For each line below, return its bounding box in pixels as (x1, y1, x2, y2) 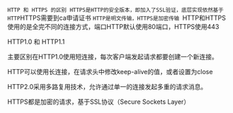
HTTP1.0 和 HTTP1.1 (7, 37, 65, 46)
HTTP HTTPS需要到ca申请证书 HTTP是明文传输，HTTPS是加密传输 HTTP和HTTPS (7, 13, 227, 22)
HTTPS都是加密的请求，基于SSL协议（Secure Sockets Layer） (7, 97, 191, 106)
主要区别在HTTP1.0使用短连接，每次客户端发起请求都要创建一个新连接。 (7, 52, 218, 61)
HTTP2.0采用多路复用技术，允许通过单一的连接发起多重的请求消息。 (7, 83, 208, 90)
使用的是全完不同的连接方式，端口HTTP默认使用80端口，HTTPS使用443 (7, 23, 220, 30)
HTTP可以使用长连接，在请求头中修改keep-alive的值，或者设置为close (7, 68, 213, 76)
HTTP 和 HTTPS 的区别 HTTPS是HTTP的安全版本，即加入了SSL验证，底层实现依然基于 (7, 6, 225, 13)
